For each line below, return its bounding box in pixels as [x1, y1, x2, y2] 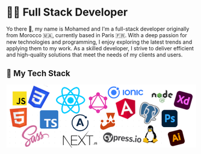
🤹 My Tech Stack [6, 68, 70, 78]
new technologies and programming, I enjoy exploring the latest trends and [6, 38, 193, 46]
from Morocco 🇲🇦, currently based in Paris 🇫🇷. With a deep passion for [6, 31, 188, 38]
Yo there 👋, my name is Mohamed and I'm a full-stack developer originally [6, 25, 190, 32]
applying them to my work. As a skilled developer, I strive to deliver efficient [6, 44, 194, 52]
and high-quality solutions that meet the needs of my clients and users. [6, 51, 183, 58]
